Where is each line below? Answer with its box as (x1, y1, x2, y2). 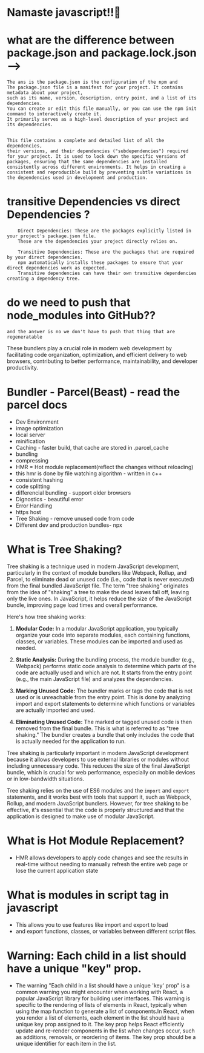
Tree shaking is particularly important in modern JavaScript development (7, 749, 189, 756)
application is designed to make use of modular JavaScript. (7, 813, 155, 820)
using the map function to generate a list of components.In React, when (15, 1007, 195, 1015)
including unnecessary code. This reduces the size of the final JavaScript (7, 762, 190, 770)
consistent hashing (15, 476, 64, 483)
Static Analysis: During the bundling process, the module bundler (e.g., (15, 655, 195, 663)
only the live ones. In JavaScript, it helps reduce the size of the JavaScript (7, 595, 192, 602)
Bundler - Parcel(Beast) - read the (7, 385, 180, 399)
